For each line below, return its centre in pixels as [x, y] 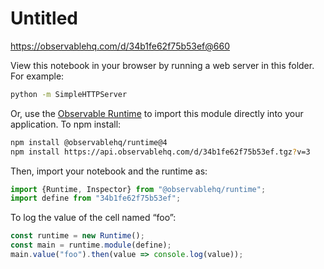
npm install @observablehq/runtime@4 [89, 142]
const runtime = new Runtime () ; [77, 236]
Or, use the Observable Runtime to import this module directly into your [157, 113]
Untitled [44, 18]
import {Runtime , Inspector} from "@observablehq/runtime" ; [138, 189]
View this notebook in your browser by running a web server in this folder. [162, 65]
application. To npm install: [66, 124]
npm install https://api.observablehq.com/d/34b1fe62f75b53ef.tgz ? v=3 [160, 152]
